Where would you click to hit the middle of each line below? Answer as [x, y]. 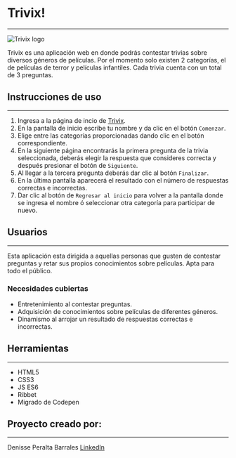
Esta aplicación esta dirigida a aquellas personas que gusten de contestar [114, 256]
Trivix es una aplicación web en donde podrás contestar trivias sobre [107, 52]
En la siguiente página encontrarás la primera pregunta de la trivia [113, 150]
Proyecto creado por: [54, 424]
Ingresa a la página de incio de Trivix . [72, 120]
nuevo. [27, 210]
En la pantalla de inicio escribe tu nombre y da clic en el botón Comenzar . [122, 128]
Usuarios [27, 232]
